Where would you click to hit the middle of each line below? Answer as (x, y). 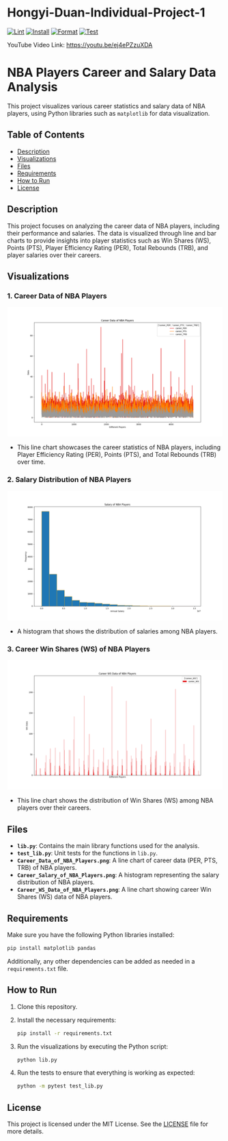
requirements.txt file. (38, 968)
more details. (26, 1131)
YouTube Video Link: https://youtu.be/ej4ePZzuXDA (80, 45)
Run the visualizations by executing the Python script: (92, 1046)
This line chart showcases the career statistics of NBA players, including (119, 447)
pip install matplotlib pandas (52, 949)
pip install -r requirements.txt (65, 1033)
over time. (31, 462)
